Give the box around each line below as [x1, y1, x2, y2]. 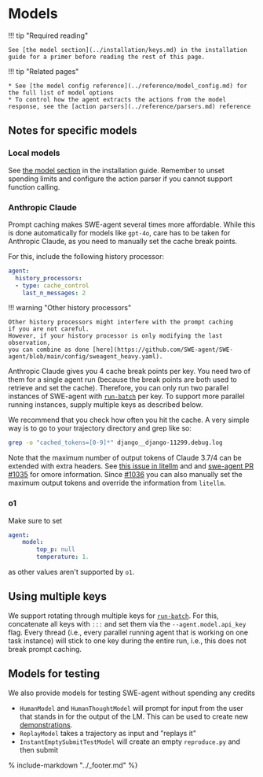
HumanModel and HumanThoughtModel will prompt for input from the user [19, 703, 243, 712]
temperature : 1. [36, 553, 89, 561]
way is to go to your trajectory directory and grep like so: [8, 424, 192, 433]
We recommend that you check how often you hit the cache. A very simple [8, 415, 250, 425]
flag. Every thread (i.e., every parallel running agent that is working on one [8, 627, 249, 637]
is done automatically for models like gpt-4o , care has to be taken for [8, 228, 231, 237]
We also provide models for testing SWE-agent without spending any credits [8, 688, 255, 697]
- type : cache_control [15, 281, 89, 290]
